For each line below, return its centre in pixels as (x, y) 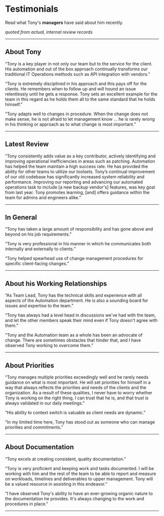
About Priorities (30, 365)
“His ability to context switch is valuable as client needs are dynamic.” (75, 412)
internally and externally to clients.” (41, 249)
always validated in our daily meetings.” (45, 403)
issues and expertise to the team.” (39, 306)
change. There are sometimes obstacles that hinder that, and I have (73, 340)
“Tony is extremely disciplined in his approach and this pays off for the (76, 84)
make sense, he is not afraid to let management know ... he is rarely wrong (80, 119)
